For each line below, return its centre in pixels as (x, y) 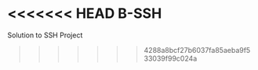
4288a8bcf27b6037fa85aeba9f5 (197, 50)
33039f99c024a (171, 58)
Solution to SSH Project (45, 35)
